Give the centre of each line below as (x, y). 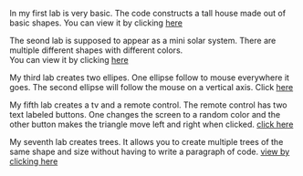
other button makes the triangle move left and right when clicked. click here (151, 124)
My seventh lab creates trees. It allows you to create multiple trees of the (146, 142)
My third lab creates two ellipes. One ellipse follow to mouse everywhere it (150, 78)
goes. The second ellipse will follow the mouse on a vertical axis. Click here (151, 87)
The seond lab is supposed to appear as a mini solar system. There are (143, 41)
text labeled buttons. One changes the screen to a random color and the (145, 114)
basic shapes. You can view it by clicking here (96, 23)
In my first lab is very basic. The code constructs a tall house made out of (147, 13)
